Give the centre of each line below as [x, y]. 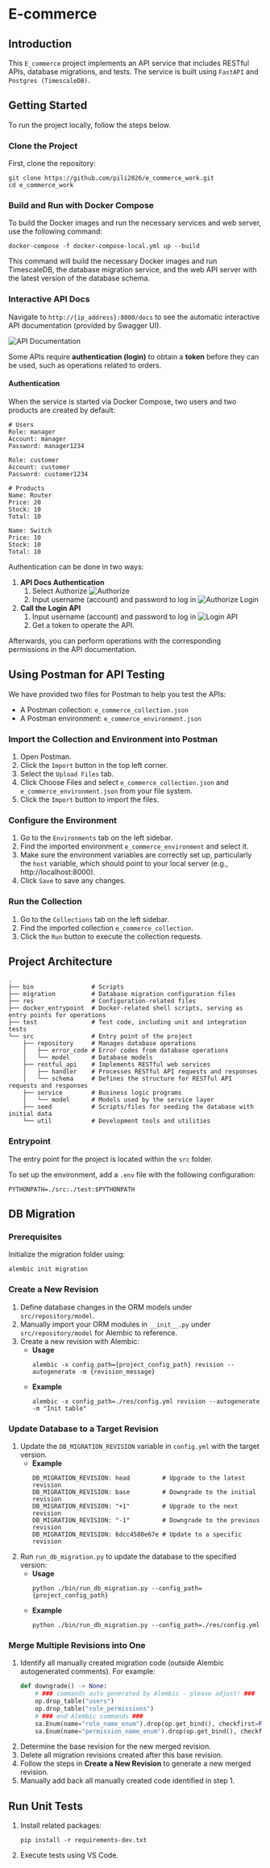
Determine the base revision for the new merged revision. [116, 1746]
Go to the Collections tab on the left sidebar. [94, 919]
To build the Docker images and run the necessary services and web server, [135, 223]
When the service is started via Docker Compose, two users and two [123, 401]
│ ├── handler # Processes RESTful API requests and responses [140, 1072]
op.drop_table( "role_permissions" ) [95, 1708]
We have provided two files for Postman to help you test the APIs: [117, 694]
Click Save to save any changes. [73, 881]
